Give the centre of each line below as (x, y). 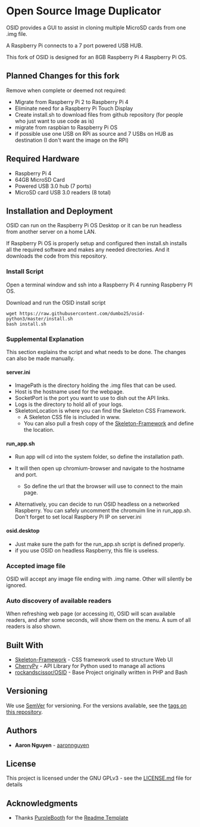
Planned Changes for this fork (63, 76)
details (14, 785)
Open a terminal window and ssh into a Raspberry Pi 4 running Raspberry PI (99, 285)
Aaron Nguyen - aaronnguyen (52, 745)
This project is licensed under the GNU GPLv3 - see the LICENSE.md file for (99, 778)
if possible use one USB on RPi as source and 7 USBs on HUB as (94, 133)
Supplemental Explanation (45, 339)
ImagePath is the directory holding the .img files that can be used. (96, 385)
